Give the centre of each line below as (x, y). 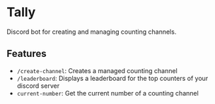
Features (27, 54)
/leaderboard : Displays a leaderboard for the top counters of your (112, 78)
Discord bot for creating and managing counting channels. (92, 32)
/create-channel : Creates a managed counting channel (97, 70)
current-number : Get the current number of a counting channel (107, 93)
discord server (38, 86)
